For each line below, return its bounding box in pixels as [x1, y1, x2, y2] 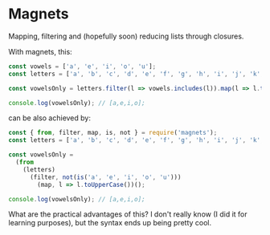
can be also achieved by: [8, 113, 91, 123]
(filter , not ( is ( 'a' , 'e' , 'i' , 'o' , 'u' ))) [29, 173, 182, 181]
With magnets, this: [8, 47, 72, 56]
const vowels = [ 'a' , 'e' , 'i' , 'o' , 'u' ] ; [8, 62, 157, 71]
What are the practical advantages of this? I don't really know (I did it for [8, 209, 247, 219]
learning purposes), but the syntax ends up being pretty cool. [8, 218, 212, 228]
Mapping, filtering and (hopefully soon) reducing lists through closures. [8, 31, 244, 41]
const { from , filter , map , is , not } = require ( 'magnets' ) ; [8, 129, 218, 137]
